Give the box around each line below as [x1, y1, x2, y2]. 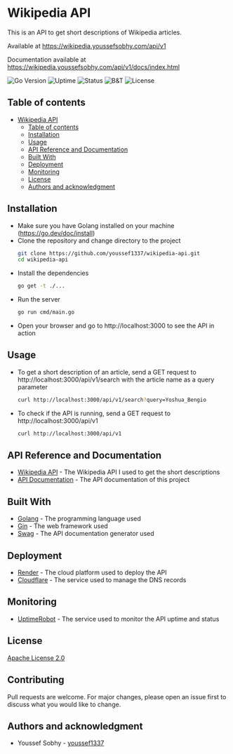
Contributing [7, 674, 65, 686]
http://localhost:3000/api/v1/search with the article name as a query [17, 375, 215, 384]
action [17, 329, 36, 337]
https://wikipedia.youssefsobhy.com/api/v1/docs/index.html [7, 62, 180, 71]
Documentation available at [7, 55, 86, 64]
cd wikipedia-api [17, 256, 69, 264]
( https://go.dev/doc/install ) [17, 229, 95, 237]
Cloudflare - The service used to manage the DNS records [17, 576, 187, 584]
